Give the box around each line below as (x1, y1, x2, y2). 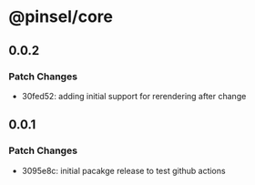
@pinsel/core (8, 6, 113, 27)
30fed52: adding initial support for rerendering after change (21, 90, 247, 101)
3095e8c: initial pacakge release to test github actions (21, 165, 226, 176)
